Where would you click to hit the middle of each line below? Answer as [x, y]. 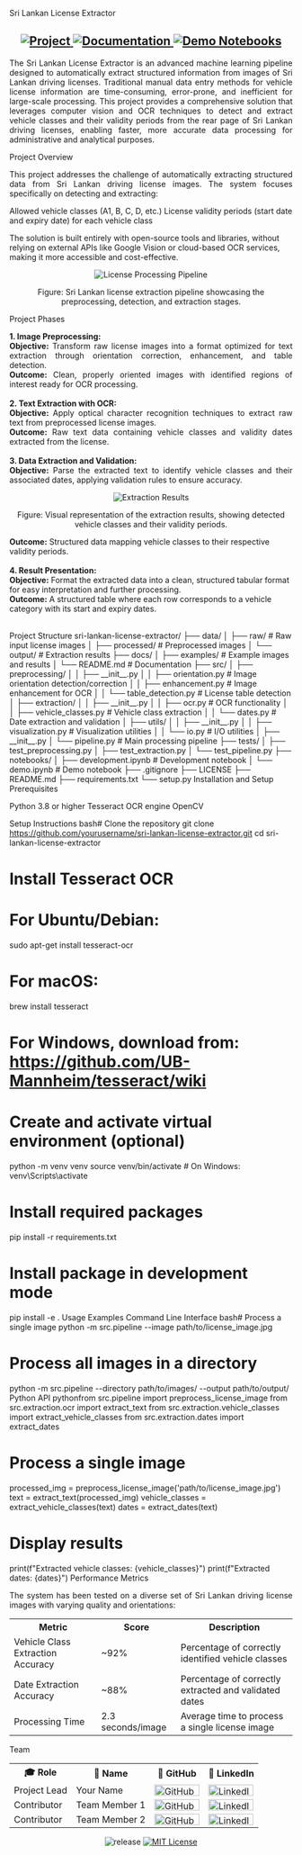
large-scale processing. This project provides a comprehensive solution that [151, 101]
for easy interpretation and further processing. [95, 590]
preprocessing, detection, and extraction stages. [151, 302]
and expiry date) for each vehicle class [81, 221]
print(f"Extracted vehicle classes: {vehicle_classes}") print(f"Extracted [140, 1568]
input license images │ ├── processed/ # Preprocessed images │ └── [141, 645]
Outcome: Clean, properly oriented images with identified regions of [151, 374]
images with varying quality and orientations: [93, 1605]
